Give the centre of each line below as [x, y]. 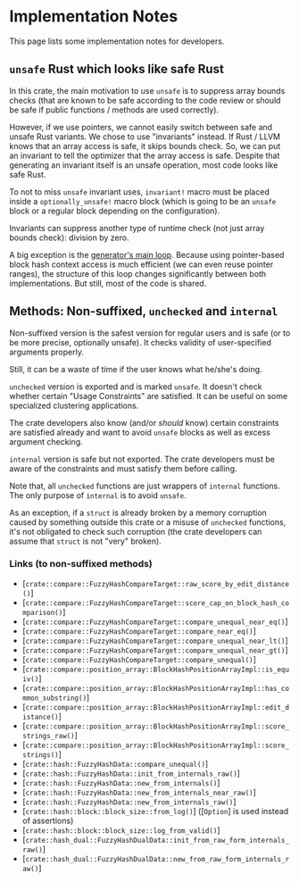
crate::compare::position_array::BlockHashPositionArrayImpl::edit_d [158, 707]
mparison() [42, 612]
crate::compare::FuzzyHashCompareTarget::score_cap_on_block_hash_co [158, 603]
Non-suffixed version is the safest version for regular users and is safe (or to [150, 333]
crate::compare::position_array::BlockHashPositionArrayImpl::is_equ [158, 670]
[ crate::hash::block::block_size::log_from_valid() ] [121, 830]
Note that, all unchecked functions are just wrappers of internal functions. [145, 486]
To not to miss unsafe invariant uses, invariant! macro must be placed [139, 191]
